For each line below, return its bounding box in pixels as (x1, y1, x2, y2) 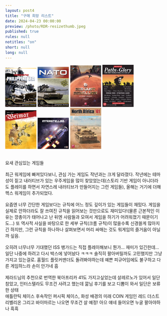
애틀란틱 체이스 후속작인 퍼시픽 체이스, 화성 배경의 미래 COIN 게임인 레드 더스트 (5, 293, 160, 299)
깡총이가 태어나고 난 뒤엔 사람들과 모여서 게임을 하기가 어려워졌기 (14, 214, 141, 220)
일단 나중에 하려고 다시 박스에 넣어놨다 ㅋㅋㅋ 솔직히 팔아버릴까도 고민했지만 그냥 (5, 250, 163, 256)
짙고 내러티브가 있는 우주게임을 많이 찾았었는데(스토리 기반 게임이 (14, 177, 141, 183)
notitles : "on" (5, 40, 37, 45)
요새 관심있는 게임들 (5, 159, 44, 165)
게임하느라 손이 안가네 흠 (10, 263, 59, 269)
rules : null (5, 34, 30, 39)
